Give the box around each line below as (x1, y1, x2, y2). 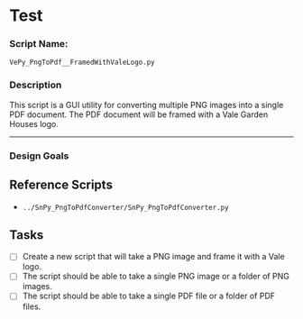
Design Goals (9, 150, 69, 162)
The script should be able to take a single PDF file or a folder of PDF (22, 290, 276, 302)
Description (9, 78, 62, 91)
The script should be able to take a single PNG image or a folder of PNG (22, 271, 290, 282)
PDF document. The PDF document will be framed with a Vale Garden (9, 109, 269, 120)
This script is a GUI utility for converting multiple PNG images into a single (9, 99, 284, 110)
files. (22, 301, 41, 312)
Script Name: (9, 38, 69, 50)
